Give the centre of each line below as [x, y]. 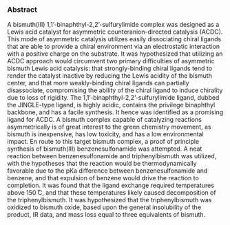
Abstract [22, 10]
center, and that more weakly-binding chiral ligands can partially [98, 83]
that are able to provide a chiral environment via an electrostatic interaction [114, 47]
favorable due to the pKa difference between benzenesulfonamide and [107, 171]
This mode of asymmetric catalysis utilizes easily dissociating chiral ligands [114, 39]
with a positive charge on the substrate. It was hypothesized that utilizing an [115, 54]
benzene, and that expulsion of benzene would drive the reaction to [103, 178]
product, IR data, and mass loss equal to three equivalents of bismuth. [106, 215]
